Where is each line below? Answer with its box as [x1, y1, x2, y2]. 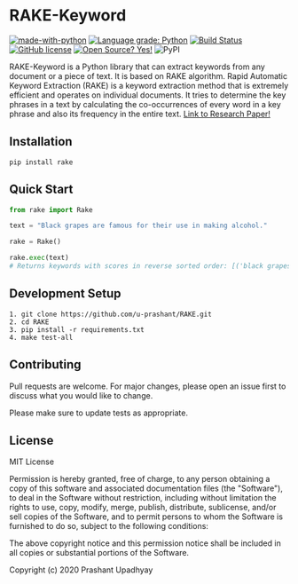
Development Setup [9, 286, 122, 302]
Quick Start [9, 182, 74, 197]
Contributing [9, 357, 82, 373]
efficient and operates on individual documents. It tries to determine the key [9, 90, 286, 100]
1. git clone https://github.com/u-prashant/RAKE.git [9, 310, 213, 319]
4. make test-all [9, 333, 74, 342]
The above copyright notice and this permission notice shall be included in [9, 538, 281, 548]
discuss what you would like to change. [9, 390, 153, 400]
